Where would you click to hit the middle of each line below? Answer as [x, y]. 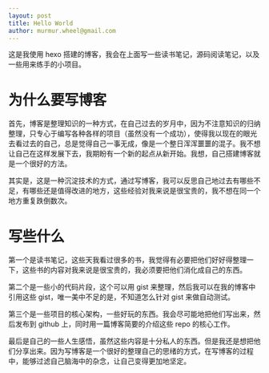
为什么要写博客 [58, 100]
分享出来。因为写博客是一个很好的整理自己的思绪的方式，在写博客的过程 [134, 351]
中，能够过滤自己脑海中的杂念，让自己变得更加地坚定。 [99, 361]
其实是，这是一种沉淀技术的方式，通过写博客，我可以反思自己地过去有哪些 [131, 180]
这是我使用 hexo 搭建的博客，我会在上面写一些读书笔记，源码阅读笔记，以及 [134, 55]
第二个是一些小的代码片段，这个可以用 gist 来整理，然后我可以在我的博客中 [132, 287]
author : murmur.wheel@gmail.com [62, 30]
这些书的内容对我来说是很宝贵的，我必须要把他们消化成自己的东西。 [134, 270]
